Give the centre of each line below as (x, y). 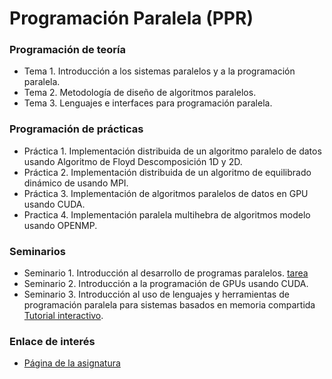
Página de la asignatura (72, 363)
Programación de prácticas (76, 129)
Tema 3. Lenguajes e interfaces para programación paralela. (148, 103)
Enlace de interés (52, 341)
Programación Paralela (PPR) (131, 18)
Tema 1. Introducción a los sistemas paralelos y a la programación (159, 71)
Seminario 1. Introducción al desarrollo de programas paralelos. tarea (166, 273)
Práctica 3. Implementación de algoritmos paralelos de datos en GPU (166, 193)
